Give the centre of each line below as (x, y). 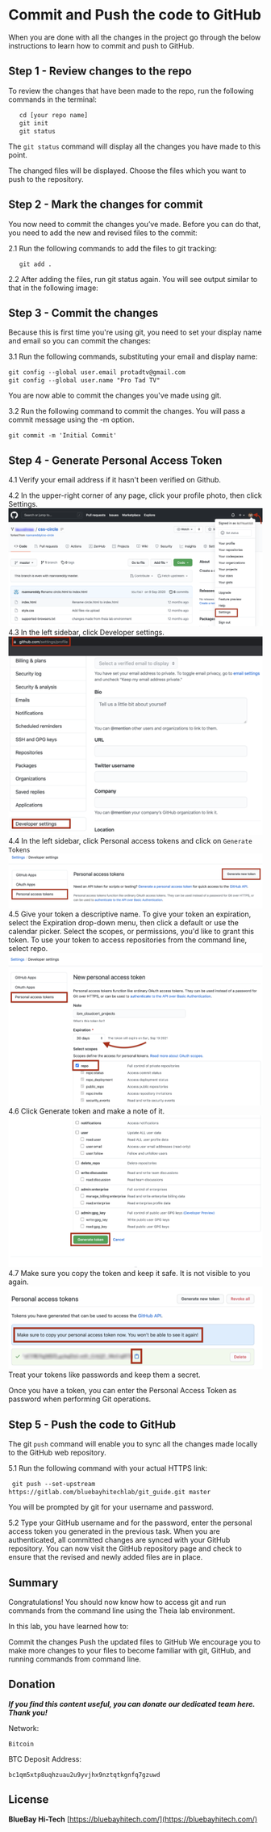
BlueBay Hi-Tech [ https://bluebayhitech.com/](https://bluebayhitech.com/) (133, 1819)
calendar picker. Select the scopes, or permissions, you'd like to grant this (131, 932)
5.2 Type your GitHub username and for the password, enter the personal (130, 1523)
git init (33, 123)
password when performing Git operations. (80, 1399)
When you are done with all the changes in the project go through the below (135, 37)
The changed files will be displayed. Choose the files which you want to (127, 171)
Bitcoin (21, 1744)
